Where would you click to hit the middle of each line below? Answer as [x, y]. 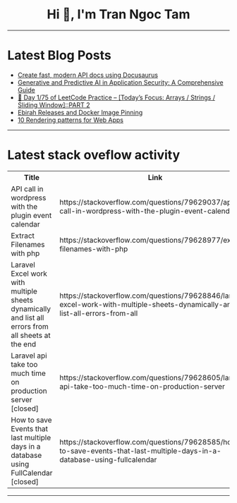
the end [24, 344]
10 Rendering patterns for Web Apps [70, 120]
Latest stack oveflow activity [94, 155]
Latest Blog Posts [59, 55]
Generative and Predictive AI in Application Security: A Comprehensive [120, 82]
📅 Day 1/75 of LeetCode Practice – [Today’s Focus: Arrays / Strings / [116, 97]
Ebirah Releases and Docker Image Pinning [80, 112]
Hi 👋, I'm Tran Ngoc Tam [119, 14]
